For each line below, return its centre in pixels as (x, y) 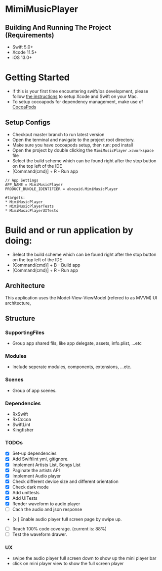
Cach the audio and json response (47, 509)
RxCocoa (21, 420)
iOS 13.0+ (22, 57)
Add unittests (26, 492)
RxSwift (20, 414)
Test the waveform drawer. (40, 534)
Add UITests (25, 498)
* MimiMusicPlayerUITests (32, 211)
